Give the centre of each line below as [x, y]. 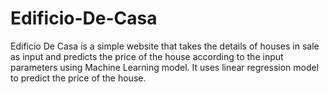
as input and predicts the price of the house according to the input [147, 56]
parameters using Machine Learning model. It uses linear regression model [165, 67]
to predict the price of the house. [78, 78]
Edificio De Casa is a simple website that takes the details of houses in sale [165, 46]
